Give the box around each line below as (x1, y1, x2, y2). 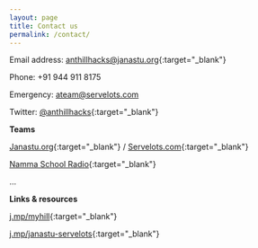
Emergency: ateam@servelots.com (9, 89, 139, 100)
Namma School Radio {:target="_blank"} (9, 159, 157, 170)
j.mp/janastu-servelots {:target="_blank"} (9, 228, 160, 239)
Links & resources (9, 194, 78, 205)
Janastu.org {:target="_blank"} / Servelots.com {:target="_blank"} (9, 141, 249, 153)
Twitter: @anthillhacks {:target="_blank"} (9, 107, 159, 118)
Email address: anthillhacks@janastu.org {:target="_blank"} (9, 55, 227, 66)
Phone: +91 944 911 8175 (9, 72, 102, 83)
